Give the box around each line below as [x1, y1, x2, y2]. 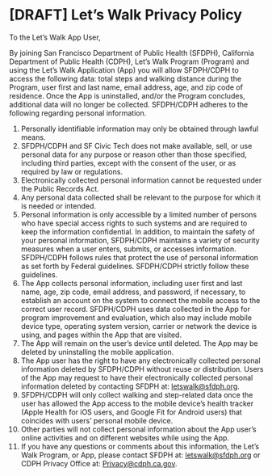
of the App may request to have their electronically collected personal [20, 373, 253, 382]
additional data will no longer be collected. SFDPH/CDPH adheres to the [9, 99, 249, 109]
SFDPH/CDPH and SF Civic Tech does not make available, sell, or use [20, 141, 253, 150]
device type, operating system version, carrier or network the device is [20, 321, 257, 331]
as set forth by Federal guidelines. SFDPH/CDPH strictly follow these [20, 261, 249, 271]
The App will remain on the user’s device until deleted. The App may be [20, 338, 258, 348]
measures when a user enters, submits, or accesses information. [20, 244, 236, 254]
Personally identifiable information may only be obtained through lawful [20, 124, 259, 133]
